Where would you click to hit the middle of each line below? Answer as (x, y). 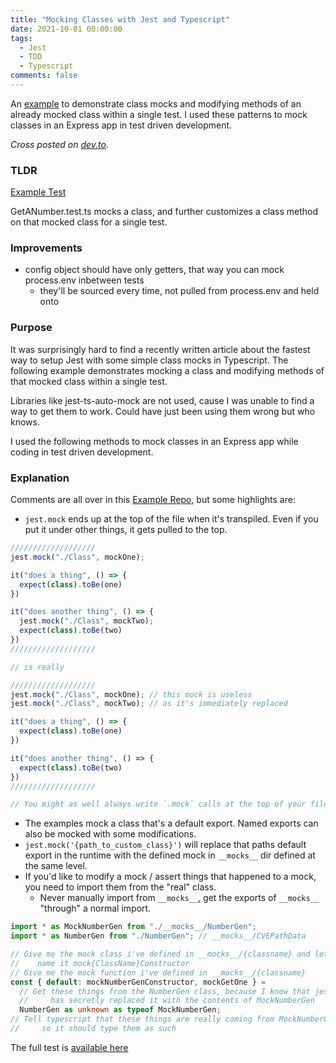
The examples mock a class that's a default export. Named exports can (171, 823)
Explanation (40, 478)
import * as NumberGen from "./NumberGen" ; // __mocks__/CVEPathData (158, 936)
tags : (21, 38)
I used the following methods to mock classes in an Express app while (154, 441)
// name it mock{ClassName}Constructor (100, 963)
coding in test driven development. (82, 452)
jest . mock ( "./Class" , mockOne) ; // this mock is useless (131, 694)
